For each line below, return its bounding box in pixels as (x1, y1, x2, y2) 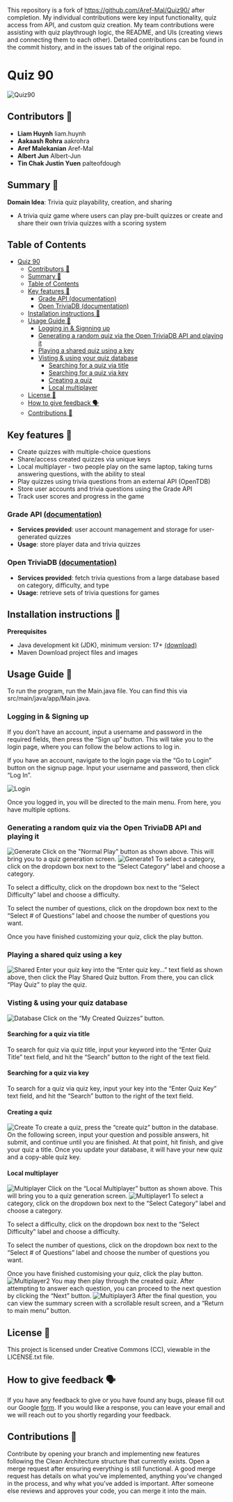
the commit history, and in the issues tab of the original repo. (7, 43, 182, 51)
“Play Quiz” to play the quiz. (7, 980, 88, 989)
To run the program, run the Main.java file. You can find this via (7, 687, 188, 695)
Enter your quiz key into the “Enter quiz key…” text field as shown (35, 966, 223, 974)
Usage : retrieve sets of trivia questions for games (17, 588, 160, 596)
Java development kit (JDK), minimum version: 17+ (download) (17, 640, 198, 649)
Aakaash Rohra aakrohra (17, 136, 90, 145)
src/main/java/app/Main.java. (7, 694, 91, 702)
